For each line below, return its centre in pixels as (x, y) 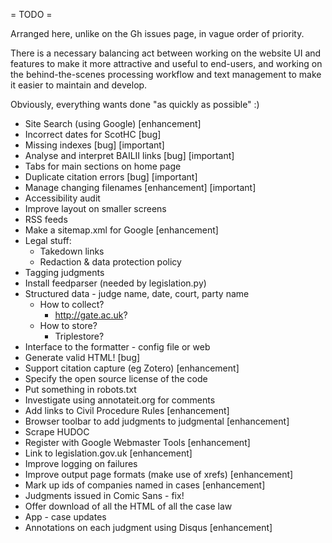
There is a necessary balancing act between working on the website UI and (166, 53)
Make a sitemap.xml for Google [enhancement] (121, 230)
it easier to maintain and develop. (79, 85)
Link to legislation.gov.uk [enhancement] (108, 453)
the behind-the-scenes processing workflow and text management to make (166, 74)
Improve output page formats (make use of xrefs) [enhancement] (159, 474)
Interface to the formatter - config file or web (117, 347)
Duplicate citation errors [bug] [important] (111, 177)
